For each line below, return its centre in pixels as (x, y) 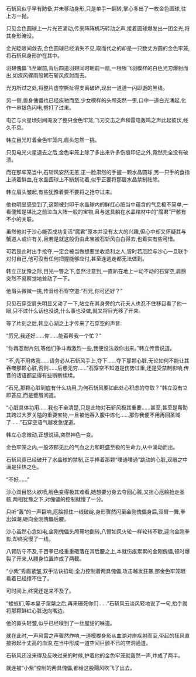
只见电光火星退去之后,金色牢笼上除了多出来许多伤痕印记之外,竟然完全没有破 (97, 152)
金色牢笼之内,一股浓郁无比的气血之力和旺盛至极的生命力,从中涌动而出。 (92, 447)
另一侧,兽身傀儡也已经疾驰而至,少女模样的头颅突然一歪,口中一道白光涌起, (94, 100)
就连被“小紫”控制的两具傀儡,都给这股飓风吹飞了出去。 (71, 668)
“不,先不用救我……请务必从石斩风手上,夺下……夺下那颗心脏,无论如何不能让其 (98, 360)
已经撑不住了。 (34, 578)
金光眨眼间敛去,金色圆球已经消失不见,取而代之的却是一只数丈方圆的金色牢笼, (98, 48)
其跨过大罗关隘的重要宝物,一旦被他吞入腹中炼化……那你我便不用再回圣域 (93, 415)
